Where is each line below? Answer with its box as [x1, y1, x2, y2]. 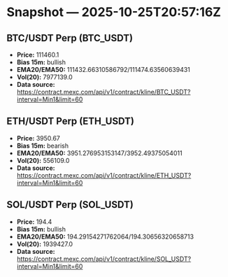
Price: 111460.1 [16, 50, 59, 59]
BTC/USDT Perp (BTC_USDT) [6, 32, 134, 44]
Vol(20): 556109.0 [16, 156, 70, 164]
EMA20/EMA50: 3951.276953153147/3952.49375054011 [16, 148, 183, 157]
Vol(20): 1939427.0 [16, 239, 73, 248]
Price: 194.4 [16, 218, 52, 226]
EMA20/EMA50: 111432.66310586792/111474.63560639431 [16, 66, 190, 73]
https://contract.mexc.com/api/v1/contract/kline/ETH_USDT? [16, 171, 192, 179]
